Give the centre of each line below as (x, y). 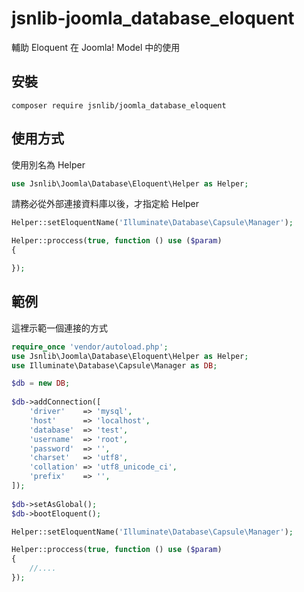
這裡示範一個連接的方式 (59, 328)
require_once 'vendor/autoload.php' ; (90, 347)
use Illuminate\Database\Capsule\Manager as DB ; (114, 365)
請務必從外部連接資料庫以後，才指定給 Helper (105, 204)
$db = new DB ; (41, 383)
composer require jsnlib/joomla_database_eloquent (119, 105)
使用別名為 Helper (48, 164)
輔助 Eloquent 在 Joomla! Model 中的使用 (96, 47)
